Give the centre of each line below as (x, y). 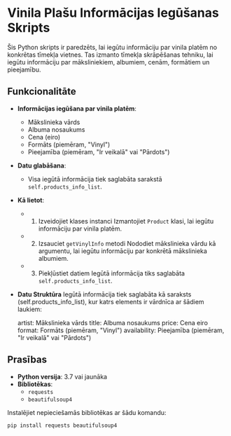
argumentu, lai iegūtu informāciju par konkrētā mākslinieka (123, 251)
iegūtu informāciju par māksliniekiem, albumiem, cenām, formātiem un (108, 62)
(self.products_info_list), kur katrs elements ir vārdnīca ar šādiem (111, 301)
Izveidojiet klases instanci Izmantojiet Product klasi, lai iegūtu (126, 221)
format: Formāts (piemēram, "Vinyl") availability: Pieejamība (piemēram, (121, 330)
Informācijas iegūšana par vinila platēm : (77, 108)
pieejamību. (24, 69)
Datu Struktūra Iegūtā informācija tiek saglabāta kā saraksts (104, 294)
